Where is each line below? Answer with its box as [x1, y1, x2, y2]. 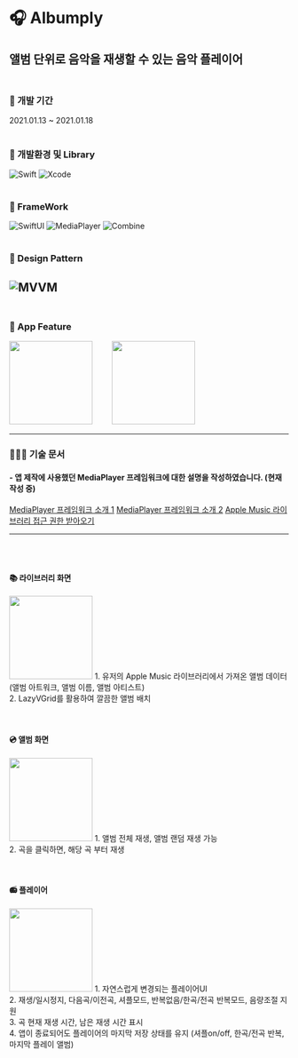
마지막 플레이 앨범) [9, 1038, 74, 1049]
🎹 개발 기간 [9, 94, 53, 107]
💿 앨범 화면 [9, 735, 50, 744]
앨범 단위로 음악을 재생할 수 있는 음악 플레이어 [9, 52, 244, 67]
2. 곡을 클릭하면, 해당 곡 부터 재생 [9, 844, 125, 855]
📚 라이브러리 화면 [9, 572, 72, 583]
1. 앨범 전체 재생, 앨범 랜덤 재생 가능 [94, 832, 218, 843]
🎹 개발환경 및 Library [9, 148, 96, 161]
